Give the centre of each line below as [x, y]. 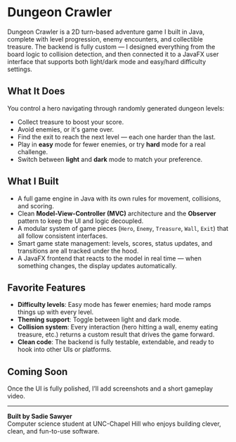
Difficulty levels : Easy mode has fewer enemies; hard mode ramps [114, 305]
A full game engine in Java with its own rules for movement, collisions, [119, 198]
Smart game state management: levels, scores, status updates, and [115, 243]
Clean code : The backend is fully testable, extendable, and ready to [116, 342]
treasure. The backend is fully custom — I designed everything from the [111, 46]
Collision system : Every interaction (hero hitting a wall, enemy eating [118, 327]
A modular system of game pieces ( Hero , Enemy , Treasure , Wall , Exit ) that [123, 228]
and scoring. [35, 206]
